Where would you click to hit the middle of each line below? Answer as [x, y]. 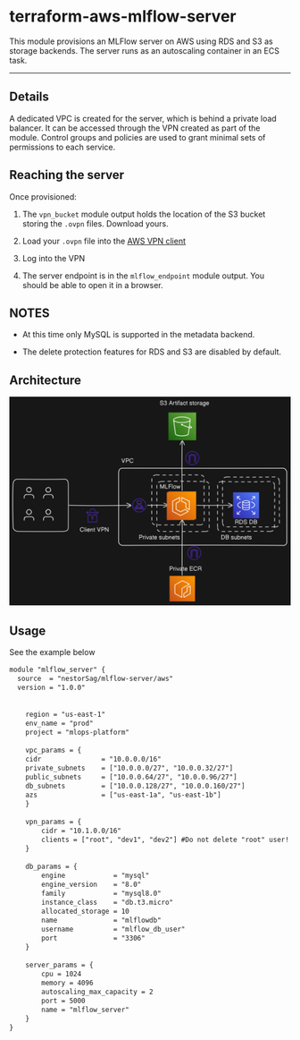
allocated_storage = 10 [85, 912]
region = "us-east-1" [65, 715]
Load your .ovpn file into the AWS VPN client [104, 241]
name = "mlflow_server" [85, 1010]
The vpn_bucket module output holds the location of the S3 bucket [144, 214]
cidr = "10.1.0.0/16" [82, 831]
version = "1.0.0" [52, 688]
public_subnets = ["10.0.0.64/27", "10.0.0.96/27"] [132, 777]
